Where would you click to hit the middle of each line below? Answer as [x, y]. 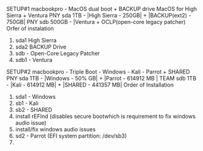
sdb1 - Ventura [34, 60]
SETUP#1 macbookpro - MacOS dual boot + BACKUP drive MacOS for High [102, 9]
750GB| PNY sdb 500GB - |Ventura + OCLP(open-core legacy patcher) [96, 22]
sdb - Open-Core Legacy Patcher [57, 53]
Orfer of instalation [30, 28]
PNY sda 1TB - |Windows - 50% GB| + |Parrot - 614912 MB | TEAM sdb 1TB [101, 78]
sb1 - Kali [27, 103]
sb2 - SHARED [34, 110]
